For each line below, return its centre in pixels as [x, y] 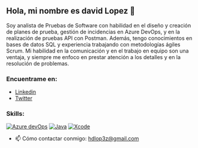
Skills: [16, 114]
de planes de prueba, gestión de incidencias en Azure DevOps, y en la [93, 32]
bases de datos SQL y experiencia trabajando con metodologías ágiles [93, 44]
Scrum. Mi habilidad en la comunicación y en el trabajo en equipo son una [97, 51]
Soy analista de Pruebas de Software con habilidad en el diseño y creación [99, 25]
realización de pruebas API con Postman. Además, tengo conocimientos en [99, 38]
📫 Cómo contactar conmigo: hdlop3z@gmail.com [77, 138]
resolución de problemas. [37, 63]
